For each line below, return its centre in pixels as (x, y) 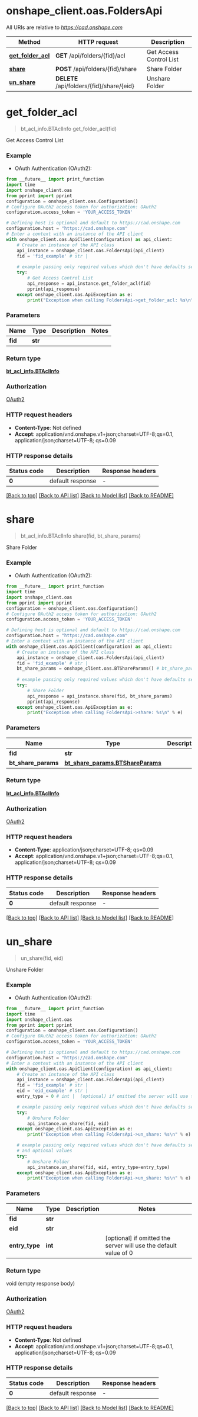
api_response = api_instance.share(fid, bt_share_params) (100, 696)
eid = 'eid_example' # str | (52, 1091)
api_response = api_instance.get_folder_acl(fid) (89, 283)
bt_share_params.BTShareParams (113, 763)
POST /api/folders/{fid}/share (96, 69)
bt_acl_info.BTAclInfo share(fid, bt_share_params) (81, 536)
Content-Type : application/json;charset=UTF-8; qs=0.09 (84, 850)
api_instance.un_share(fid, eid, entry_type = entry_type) (98, 1167)
